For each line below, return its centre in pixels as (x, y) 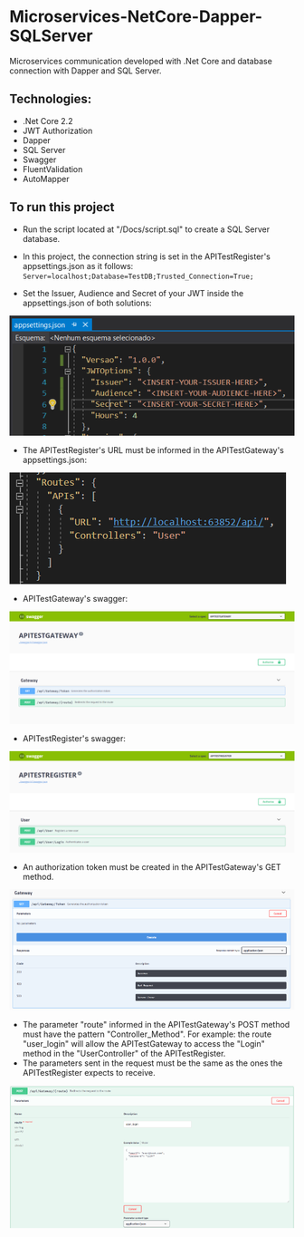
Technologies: (51, 99)
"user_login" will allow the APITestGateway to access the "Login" (143, 1043)
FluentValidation (52, 169)
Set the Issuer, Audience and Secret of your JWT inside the (133, 293)
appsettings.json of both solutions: (87, 303)
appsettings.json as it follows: (78, 266)
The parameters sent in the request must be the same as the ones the (152, 1063)
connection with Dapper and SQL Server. (85, 71)
